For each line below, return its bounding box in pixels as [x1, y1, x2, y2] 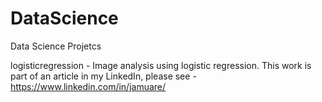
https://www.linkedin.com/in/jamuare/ [10, 80, 167, 92]
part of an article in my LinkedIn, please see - [10, 70, 197, 82]
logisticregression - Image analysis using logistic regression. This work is [10, 59, 312, 71]
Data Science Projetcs [10, 40, 102, 52]
